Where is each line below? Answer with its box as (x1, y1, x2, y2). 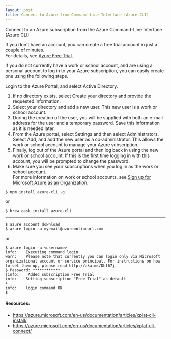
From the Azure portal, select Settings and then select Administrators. (12, 131, 159, 137)
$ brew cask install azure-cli (5, 208, 72, 213)
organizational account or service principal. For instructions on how (5, 258, 160, 264)
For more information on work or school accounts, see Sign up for (12, 174, 151, 180)
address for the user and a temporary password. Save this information (12, 120, 160, 126)
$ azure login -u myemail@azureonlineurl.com (5, 226, 103, 231)
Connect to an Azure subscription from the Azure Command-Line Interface (5, 26, 162, 32)
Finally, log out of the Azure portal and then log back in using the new (12, 147, 159, 153)
